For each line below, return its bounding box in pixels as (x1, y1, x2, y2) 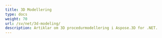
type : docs (5, 12, 28, 17)
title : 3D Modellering (5, 7, 52, 12)
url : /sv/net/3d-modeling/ (5, 21, 61, 26)
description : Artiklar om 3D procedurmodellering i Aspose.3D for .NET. (5, 26, 158, 31)
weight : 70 (5, 16, 28, 21)
